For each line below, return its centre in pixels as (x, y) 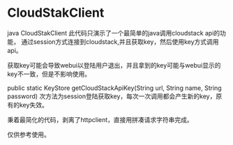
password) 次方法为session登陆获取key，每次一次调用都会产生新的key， (112, 96)
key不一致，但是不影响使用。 (49, 74)
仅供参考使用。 (29, 135)
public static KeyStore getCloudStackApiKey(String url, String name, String (114, 88)
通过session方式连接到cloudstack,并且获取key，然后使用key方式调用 (120, 41)
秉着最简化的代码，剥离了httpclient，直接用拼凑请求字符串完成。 (100, 119)
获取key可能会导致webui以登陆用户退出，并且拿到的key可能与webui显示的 (114, 65)
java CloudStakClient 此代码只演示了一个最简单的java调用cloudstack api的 (114, 33)
